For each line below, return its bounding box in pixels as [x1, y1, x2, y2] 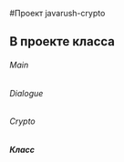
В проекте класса [9, 34, 116, 49]
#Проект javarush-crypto [9, 8, 106, 18]
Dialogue [9, 87, 44, 98]
